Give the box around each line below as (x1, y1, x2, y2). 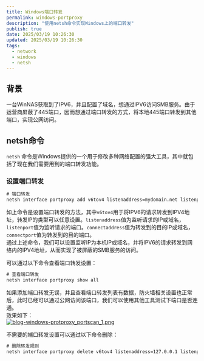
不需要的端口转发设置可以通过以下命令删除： (6, 331, 118, 338)
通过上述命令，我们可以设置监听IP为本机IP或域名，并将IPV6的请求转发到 (6, 239, 188, 246)
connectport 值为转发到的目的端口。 (6, 231, 95, 238)
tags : (6, 43, 20, 49)
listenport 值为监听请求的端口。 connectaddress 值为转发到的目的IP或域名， (6, 224, 194, 231)
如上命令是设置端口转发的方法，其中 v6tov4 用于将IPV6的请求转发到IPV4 (6, 209, 185, 216)
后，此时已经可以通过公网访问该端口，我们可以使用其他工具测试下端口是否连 (6, 296, 198, 303)
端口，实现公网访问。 (6, 116, 59, 123)
